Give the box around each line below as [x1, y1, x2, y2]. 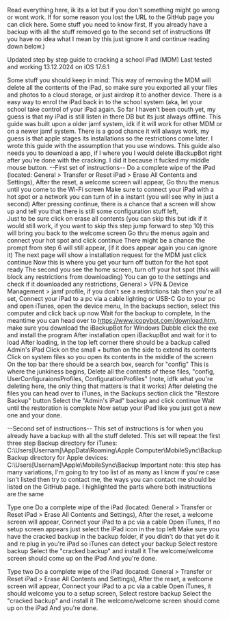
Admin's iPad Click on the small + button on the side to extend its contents [7, 345, 217, 354]
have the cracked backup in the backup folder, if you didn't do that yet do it [7, 533, 219, 540]
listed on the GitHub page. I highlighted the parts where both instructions [7, 483, 213, 491]
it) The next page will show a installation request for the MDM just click [7, 251, 207, 259]
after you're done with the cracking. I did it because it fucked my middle [7, 156, 210, 164]
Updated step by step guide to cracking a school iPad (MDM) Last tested [7, 56, 213, 64]
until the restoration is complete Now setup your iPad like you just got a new [7, 404, 221, 412]
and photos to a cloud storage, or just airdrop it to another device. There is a [7, 90, 222, 99]
